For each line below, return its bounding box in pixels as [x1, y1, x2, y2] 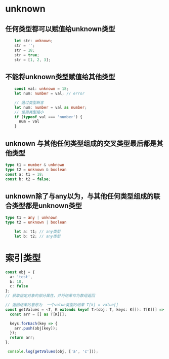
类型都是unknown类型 [12, 201, 82, 210]
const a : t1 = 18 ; [5, 172, 44, 177]
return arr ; [10, 335, 35, 340]
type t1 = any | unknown [5, 215, 58, 220]
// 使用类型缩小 [14, 110, 44, 115]
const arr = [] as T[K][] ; [10, 312, 67, 317]
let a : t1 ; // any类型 [14, 229, 61, 234]
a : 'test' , [10, 274, 33, 279]
